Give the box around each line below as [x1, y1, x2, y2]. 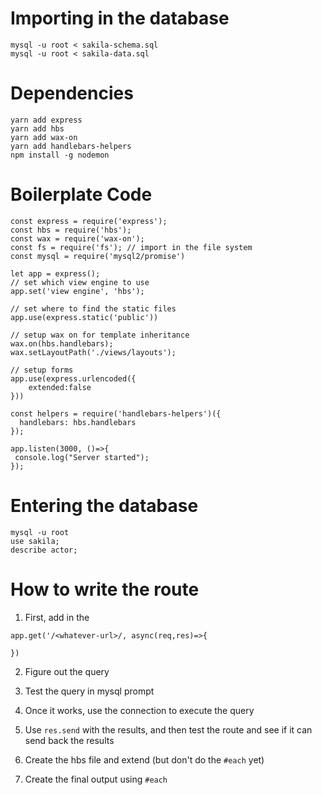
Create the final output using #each [24, 773, 168, 785]
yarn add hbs [10, 123, 65, 134]
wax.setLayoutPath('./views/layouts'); [10, 347, 177, 357]
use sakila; [10, 536, 60, 546]
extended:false [28, 382, 92, 392]
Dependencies [10, 82, 134, 105]
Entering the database [10, 495, 199, 517]
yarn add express [10, 115, 83, 125]
